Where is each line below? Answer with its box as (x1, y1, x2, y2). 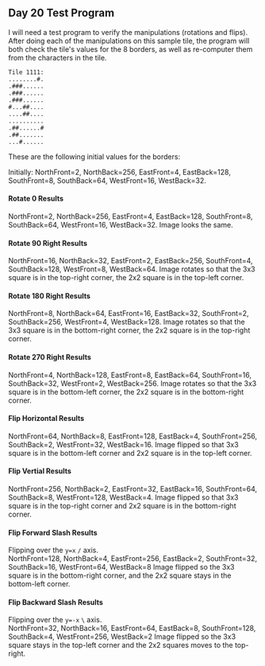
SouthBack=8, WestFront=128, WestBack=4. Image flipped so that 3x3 (8, 493, 239, 502)
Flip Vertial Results (8, 466, 71, 476)
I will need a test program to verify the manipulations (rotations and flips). (8, 27, 248, 37)
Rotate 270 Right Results (8, 352, 91, 362)
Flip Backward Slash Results (8, 597, 103, 607)
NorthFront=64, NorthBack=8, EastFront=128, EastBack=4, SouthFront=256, (8, 431, 258, 441)
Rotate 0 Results (8, 194, 64, 204)
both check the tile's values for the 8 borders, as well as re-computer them (8, 44, 253, 54)
